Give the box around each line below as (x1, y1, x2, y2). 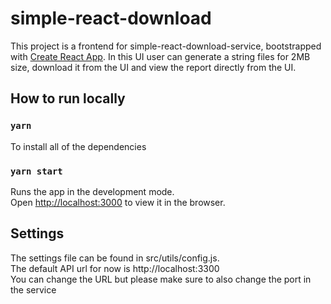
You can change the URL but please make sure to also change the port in (10, 273, 312, 285)
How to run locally (10, 90, 126, 107)
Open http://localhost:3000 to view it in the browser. (10, 196, 226, 208)
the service (10, 283, 57, 296)
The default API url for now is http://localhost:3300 (10, 262, 220, 274)
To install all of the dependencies (10, 140, 147, 152)
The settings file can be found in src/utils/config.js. (10, 252, 220, 264)
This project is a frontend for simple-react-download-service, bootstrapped (10, 40, 322, 52)
